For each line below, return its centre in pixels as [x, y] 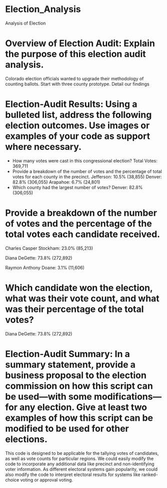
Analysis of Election [25, 23]
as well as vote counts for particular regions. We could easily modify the [79, 458]
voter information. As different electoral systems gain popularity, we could [81, 469]
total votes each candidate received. [83, 234]
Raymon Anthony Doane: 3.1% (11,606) [45, 267]
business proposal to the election [76, 375]
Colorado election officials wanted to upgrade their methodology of [74, 78]
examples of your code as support [78, 136]
